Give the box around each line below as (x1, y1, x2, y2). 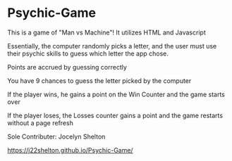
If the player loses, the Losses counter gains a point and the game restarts (7, 111, 224, 120)
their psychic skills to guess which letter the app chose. (7, 49, 169, 58)
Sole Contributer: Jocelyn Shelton (7, 132, 106, 141)
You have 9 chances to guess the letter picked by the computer (7, 76, 192, 85)
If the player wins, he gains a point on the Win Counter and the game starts (7, 90, 226, 98)
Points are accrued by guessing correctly (7, 63, 127, 71)
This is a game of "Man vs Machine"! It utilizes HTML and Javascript (7, 28, 206, 37)
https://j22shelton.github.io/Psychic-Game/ (7, 146, 133, 154)
